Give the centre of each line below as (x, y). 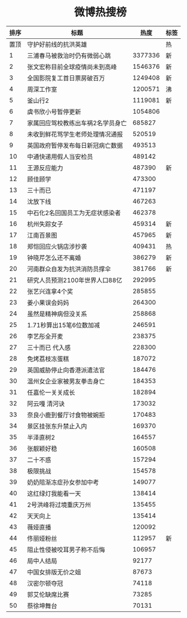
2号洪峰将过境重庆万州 (59, 505)
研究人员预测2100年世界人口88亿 (75, 280)
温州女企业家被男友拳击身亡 (66, 381)
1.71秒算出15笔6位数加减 (64, 325)
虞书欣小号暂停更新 (54, 111)
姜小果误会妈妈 (48, 302)
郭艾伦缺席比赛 (48, 595)
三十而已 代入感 (49, 347)
